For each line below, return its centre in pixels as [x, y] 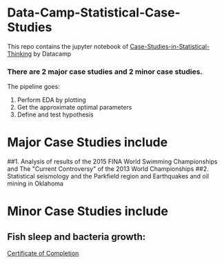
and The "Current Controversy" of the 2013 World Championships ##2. [108, 169]
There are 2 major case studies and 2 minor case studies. [105, 72]
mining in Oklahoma [35, 183]
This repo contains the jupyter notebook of [68, 46]
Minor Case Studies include [88, 211]
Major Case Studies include [88, 142]
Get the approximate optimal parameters [74, 108]
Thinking [20, 54]
